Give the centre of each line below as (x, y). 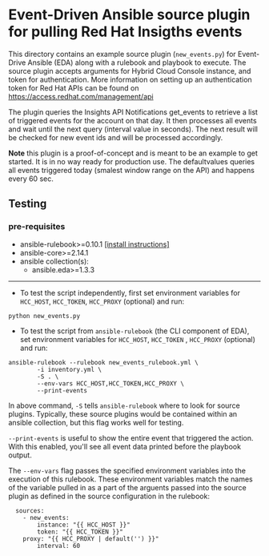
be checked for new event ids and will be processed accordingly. (116, 137)
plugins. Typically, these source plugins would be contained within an (123, 413)
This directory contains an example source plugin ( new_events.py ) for (122, 54)
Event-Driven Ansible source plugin (129, 15)
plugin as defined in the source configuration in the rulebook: (109, 496)
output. (20, 455)
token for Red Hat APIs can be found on (74, 88)
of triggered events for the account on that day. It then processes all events (133, 120)
